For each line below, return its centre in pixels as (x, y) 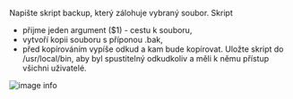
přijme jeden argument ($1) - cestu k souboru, (107, 30)
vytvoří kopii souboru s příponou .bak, (92, 40)
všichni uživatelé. (54, 68)
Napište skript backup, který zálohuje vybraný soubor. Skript (121, 13)
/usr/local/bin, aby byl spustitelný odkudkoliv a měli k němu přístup (146, 58)
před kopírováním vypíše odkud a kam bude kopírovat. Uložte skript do (153, 49)
